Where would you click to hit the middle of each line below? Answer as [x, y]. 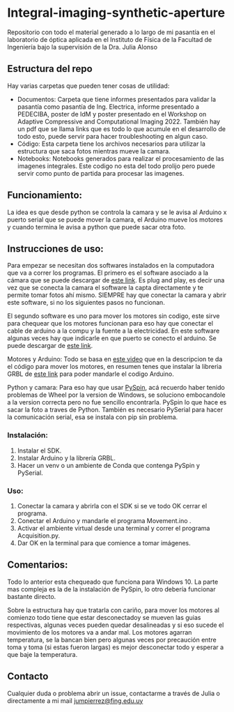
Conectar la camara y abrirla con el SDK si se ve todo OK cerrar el [112, 506]
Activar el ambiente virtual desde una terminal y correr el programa [114, 528]
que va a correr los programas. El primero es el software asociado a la [108, 273]
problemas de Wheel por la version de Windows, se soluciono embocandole [116, 395]
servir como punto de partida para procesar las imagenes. [101, 173]
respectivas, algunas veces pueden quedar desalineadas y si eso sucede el [116, 625]
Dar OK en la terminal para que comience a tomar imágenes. [104, 543]
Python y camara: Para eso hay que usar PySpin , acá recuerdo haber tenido [116, 388]
